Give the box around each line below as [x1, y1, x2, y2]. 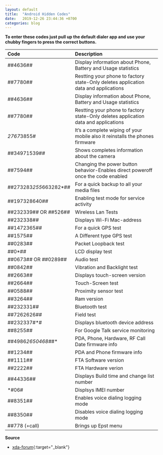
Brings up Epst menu [75, 422, 123, 429]
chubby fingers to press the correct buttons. [5, 39, 97, 45]
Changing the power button [75, 161, 137, 168]
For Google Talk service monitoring [75, 327, 155, 334]
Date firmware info [75, 341, 117, 348]
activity [75, 201, 92, 208]
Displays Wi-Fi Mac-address [75, 217, 142, 223]
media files [75, 187, 100, 194]
